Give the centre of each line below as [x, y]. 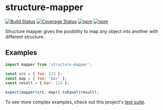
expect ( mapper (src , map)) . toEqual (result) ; [52, 92]
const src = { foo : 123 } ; [34, 74]
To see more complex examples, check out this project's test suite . [75, 102]
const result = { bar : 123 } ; [37, 83]
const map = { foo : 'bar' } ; [36, 78]
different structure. [25, 37]
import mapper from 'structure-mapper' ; [49, 64]
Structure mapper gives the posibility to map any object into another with [82, 31]
